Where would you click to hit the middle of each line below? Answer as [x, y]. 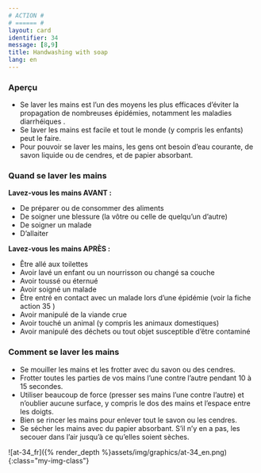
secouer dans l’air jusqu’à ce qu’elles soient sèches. [104, 437]
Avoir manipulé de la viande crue [73, 315]
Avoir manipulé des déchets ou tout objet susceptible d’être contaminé [135, 332]
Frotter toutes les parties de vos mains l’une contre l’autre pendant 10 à [136, 378]
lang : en [23, 60]
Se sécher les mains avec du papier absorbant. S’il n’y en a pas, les [130, 428]
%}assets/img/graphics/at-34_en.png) [164, 452]
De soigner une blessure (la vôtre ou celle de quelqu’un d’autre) [124, 217]
